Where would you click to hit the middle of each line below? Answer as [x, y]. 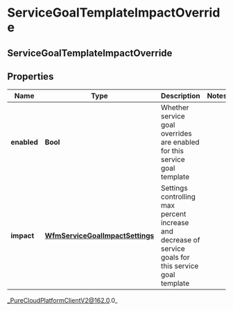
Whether [175, 107]
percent [173, 214]
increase [175, 223]
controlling [178, 197]
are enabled [180, 142]
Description [180, 96]
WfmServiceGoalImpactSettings [100, 236]
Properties [31, 77]
